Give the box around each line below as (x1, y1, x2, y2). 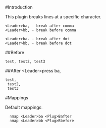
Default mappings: (5, 104, 43, 110)
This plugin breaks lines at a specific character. (5, 14, 102, 19)
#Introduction (5, 4, 33, 10)
